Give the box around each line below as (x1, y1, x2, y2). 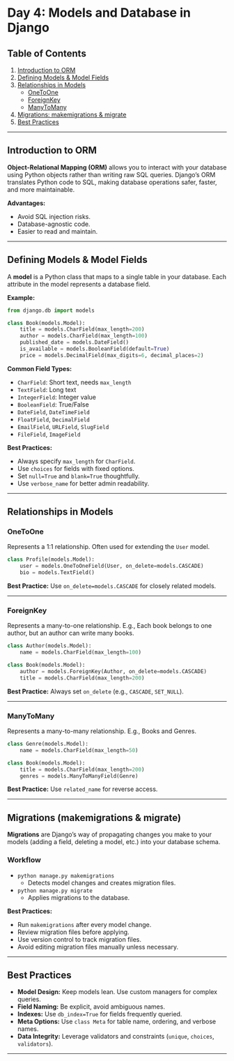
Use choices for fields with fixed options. (17, 464, 134, 472)
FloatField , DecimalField (17, 415, 91, 423)
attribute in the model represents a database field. (7, 280, 151, 288)
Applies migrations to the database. (27, 893, 130, 901)
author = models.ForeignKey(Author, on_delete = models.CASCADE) (19, 668, 208, 675)
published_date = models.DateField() (19, 339, 130, 346)
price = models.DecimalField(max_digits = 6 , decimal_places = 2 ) (19, 352, 204, 359)
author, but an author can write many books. (7, 629, 134, 638)
